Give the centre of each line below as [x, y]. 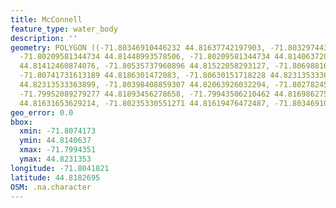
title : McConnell [46, 19]
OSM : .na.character [51, 187]
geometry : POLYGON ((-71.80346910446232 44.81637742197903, [138, 47]
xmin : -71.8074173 [58, 131]
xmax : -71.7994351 [58, 150]
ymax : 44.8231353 [55, 159]
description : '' [44, 38]
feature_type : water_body [64, 29]
